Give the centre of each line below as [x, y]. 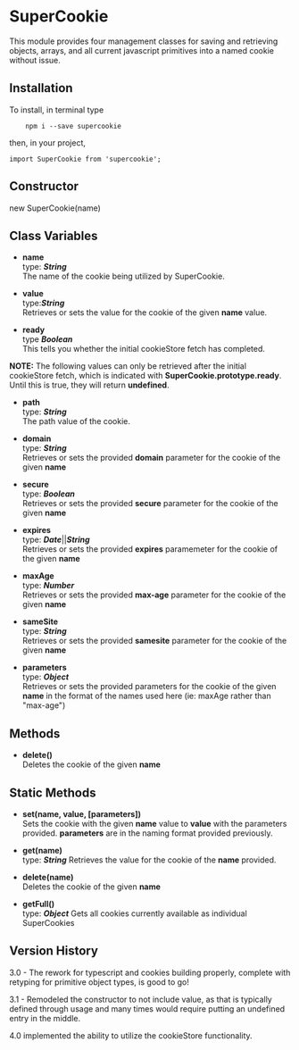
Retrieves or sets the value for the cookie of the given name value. [145, 312]
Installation [41, 88]
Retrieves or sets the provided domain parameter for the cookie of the [151, 458]
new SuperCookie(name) [55, 208]
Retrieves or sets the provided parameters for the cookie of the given [149, 687]
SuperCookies [48, 923]
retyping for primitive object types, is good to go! [99, 982]
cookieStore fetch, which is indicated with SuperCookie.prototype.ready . [145, 376]
